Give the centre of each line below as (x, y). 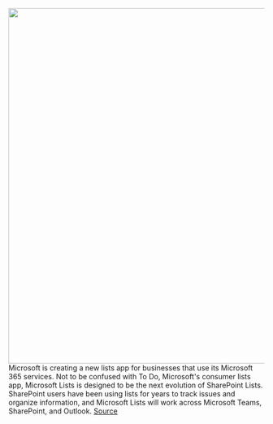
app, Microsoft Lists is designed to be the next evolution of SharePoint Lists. (136, 385)
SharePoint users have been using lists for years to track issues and (122, 394)
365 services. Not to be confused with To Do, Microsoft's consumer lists (130, 376)
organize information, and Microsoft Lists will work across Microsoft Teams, (135, 402)
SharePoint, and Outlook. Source (63, 411)
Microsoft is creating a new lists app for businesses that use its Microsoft (131, 368)
